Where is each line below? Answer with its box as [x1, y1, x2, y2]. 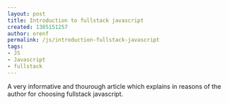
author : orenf [7, 30, 50, 37]
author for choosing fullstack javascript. [7, 89, 124, 98]
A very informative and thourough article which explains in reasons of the [7, 82, 222, 90]
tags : [7, 43, 23, 50]
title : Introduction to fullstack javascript [7, 17, 144, 24]
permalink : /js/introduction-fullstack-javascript [7, 37, 160, 44]
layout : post [7, 10, 46, 18]
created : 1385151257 [7, 23, 69, 30]
